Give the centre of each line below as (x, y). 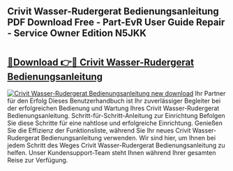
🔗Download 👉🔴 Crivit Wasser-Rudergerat (100, 62)
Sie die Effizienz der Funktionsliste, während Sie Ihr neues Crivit (99, 131)
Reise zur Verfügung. (38, 160)
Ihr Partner (210, 93)
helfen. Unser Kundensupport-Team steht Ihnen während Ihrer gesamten (112, 153)
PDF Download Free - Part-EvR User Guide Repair (116, 23)
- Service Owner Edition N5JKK (77, 33)
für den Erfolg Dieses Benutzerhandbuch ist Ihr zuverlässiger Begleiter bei (114, 101)
